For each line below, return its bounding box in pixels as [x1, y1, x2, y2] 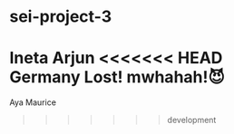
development [167, 115, 217, 126]
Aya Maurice [9, 97, 57, 108]
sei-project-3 [9, 6, 112, 27]
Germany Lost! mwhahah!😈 [9, 67, 225, 88]
